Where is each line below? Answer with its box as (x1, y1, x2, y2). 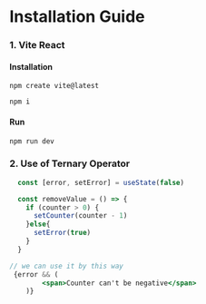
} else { (25, 220, 51, 229)
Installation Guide (9, 6, 145, 27)
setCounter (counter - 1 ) (33, 211, 128, 221)
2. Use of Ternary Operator (9, 157, 130, 170)
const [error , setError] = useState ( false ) (17, 178, 184, 187)
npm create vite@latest (9, 82, 100, 91)
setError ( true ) (33, 229, 92, 238)
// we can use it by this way (9, 261, 124, 270)
